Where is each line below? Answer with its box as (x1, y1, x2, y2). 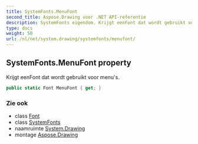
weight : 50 (6, 31, 33, 37)
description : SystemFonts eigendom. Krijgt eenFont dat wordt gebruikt (6, 19, 186, 25)
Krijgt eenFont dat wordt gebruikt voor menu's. (6, 73, 120, 80)
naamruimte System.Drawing (14, 125, 85, 132)
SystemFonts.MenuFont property (6, 58, 131, 68)
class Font (14, 112, 40, 119)
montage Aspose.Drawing (14, 131, 78, 138)
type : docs (6, 25, 33, 31)
